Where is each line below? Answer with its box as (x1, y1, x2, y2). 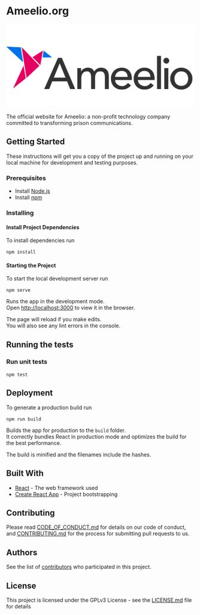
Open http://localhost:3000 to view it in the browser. (6, 304, 135, 312)
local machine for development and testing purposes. (6, 159, 138, 166)
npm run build (6, 416, 42, 422)
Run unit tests (6, 357, 48, 366)
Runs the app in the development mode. (6, 298, 105, 305)
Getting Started (6, 136, 65, 147)
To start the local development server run (6, 275, 108, 282)
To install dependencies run (6, 237, 75, 244)
